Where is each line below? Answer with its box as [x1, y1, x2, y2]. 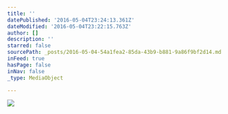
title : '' [7, 10, 36, 17]
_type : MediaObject [7, 74, 64, 82]
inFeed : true [7, 55, 45, 62]
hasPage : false [7, 61, 51, 68]
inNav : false [7, 68, 45, 75]
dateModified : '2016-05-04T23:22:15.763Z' [7, 23, 132, 30]
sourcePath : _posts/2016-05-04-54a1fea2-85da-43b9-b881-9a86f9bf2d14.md [7, 49, 222, 56]
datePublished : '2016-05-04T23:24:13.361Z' [7, 17, 135, 23]
